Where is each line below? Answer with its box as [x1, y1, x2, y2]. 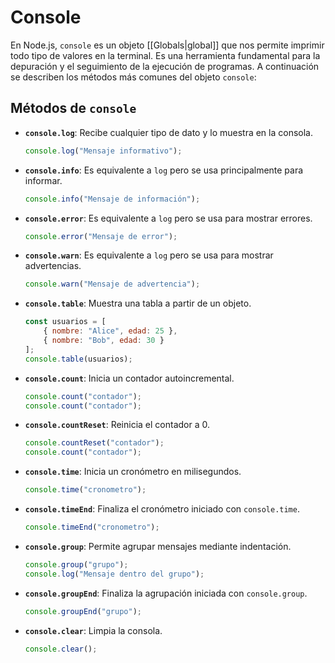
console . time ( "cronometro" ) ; [24, 485, 147, 495]
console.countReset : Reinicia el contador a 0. [24, 419, 210, 431]
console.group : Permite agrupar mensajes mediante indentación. [24, 540, 292, 552]
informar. [24, 174, 63, 186]
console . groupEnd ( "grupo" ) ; [24, 606, 143, 616]
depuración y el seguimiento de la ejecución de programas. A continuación [10, 60, 320, 72]
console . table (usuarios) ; [24, 354, 133, 364]
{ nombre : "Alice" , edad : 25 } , [43, 326, 178, 336]
